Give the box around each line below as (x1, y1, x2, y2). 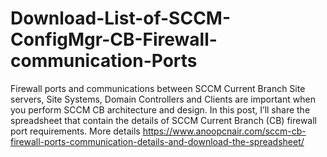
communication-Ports (10, 50, 198, 72)
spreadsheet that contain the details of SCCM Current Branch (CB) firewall (10, 114, 318, 126)
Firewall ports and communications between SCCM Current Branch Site (10, 82, 306, 94)
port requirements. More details (10, 125, 141, 137)
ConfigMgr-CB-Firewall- (10, 28, 218, 51)
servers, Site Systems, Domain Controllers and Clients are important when (10, 93, 316, 105)
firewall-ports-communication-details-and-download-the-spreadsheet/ (10, 135, 305, 147)
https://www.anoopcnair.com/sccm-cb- (142, 125, 307, 137)
